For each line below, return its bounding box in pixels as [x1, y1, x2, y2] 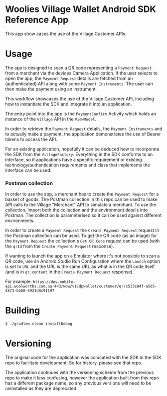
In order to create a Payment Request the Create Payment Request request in [5, 227, 160, 233]
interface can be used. [5, 167, 51, 173]
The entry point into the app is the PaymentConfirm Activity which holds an [5, 110, 157, 116]
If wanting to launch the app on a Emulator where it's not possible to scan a [5, 253, 160, 259]
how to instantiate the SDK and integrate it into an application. [5, 101, 132, 107]
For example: [5, 278, 32, 284]
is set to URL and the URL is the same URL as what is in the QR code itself [5, 263, 155, 269]
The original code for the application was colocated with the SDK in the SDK [5, 354, 162, 360]
